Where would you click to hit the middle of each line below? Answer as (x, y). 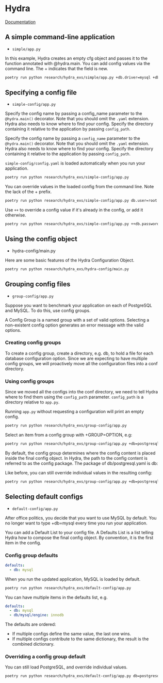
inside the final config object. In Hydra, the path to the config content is (76, 458)
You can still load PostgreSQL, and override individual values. (66, 667)
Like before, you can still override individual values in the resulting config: (79, 472)
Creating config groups (33, 342)
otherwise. (16, 215)
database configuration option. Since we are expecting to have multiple (76, 358)
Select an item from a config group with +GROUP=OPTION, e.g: (69, 435)
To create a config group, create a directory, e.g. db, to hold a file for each (79, 353)
